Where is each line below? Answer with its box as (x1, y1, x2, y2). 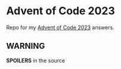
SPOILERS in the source (6, 57, 66, 64)
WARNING (6, 41, 45, 51)
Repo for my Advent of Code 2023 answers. (6, 24, 114, 31)
